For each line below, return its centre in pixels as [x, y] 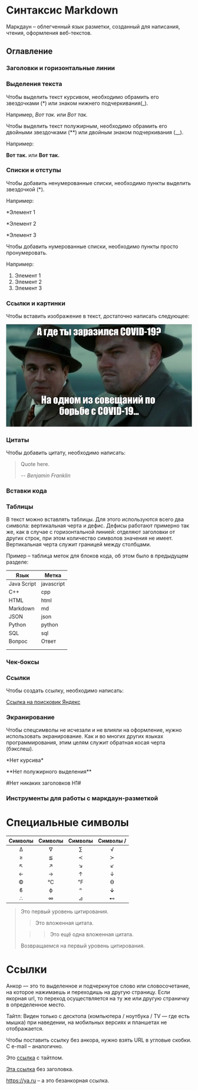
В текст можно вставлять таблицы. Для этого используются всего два [95, 520]
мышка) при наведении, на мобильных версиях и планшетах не [87, 1022]
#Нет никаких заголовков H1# [44, 783]
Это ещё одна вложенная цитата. [92, 934]
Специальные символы [67, 823]
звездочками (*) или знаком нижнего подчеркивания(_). [77, 103]
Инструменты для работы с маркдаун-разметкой [82, 798]
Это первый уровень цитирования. [65, 911]
